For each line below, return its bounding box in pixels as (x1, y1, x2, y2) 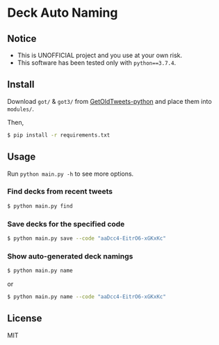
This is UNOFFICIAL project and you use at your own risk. (17, 51, 183, 59)
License (7, 312, 42, 325)
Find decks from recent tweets (7, 187, 113, 197)
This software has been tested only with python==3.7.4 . (17, 59, 176, 67)
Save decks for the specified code (7, 219, 125, 229)
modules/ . (7, 105, 35, 113)
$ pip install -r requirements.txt (7, 131, 111, 139)
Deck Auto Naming (7, 5, 118, 21)
